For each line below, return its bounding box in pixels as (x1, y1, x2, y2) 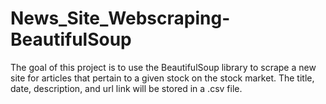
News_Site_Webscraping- (10, 7, 231, 30)
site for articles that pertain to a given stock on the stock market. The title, (10, 72, 315, 84)
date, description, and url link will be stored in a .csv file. (10, 82, 243, 94)
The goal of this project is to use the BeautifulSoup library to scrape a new (10, 61, 317, 73)
